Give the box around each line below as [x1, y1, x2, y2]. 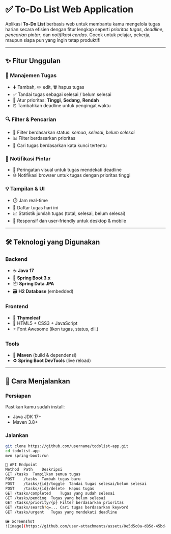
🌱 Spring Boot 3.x [12, 275, 51, 281]
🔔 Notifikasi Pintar [5, 155, 51, 162]
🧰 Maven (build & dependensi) [12, 352, 77, 358]
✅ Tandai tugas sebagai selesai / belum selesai [12, 91, 112, 98]
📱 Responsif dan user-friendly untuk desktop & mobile [12, 217, 126, 224]
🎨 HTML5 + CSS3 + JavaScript [12, 320, 78, 326]
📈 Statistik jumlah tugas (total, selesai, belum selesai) [12, 210, 126, 216]
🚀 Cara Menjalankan [5, 377, 70, 386]
